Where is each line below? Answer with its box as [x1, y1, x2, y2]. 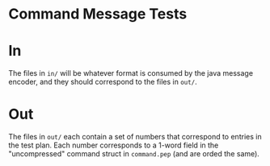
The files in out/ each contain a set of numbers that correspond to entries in [8, 132, 262, 142]
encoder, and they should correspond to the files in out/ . [8, 77, 198, 87]
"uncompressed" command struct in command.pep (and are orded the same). [8, 149, 260, 159]
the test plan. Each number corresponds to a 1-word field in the [8, 140, 219, 150]
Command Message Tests [8, 5, 188, 23]
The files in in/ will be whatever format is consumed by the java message [8, 68, 253, 78]
